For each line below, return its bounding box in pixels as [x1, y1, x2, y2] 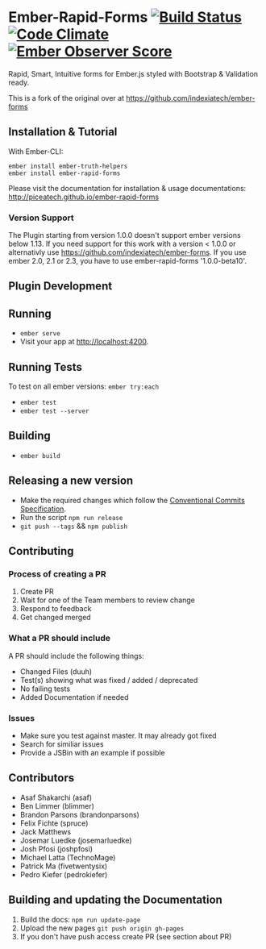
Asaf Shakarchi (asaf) [19, 793, 93, 802]
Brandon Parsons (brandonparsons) [19, 810, 139, 819]
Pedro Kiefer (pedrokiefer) [19, 869, 108, 879]
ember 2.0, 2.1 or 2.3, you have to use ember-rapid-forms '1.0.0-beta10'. [8, 256, 247, 266]
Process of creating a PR [8, 568, 106, 580]
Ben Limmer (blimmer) [19, 801, 95, 810]
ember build [19, 452, 60, 460]
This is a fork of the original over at [8, 93, 125, 102]
